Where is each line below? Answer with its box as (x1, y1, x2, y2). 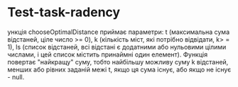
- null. (7, 72, 25, 81)
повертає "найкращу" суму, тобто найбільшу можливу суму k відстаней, (7, 57, 229, 66)
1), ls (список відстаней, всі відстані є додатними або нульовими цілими (7, 42, 227, 51)
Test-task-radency (7, 4, 121, 21)
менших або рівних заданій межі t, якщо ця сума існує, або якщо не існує (7, 65, 232, 74)
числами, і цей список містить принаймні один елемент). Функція (7, 50, 208, 59)
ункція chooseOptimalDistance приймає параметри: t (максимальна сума (7, 28, 229, 36)
